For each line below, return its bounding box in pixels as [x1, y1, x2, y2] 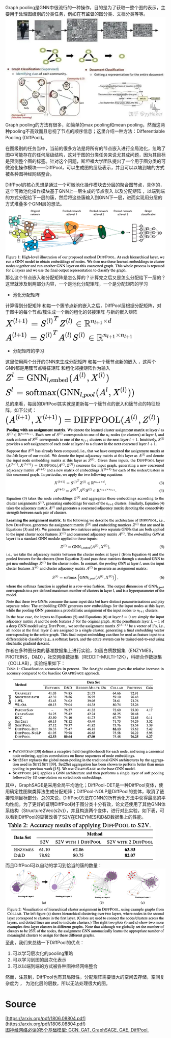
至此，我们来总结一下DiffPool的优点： [5, 940, 85, 946]
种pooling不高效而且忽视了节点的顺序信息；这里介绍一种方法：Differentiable [5, 128, 165, 134]
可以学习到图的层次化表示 [12, 957, 67, 963]
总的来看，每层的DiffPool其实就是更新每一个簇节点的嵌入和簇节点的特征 [5, 400, 156, 407]
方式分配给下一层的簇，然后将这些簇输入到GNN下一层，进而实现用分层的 [9, 194, 163, 200]
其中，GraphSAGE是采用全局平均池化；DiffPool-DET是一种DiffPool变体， [5, 782, 159, 788]
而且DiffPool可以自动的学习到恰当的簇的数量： [5, 863, 103, 869]
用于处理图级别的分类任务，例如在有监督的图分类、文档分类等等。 [9, 11, 148, 17]
